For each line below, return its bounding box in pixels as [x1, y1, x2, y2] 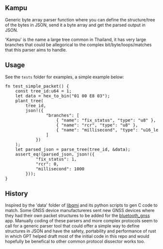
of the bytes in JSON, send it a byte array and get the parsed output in [5, 22, 146, 28]
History [5, 190, 28, 198]
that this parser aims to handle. [5, 47, 67, 53]
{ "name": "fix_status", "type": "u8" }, [56, 117, 156, 123]
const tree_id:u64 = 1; [15, 88, 72, 94]
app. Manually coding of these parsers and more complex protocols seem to [5, 218, 158, 224]
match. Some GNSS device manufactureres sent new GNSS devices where [5, 208, 155, 213]
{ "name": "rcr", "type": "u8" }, [56, 122, 138, 128]
